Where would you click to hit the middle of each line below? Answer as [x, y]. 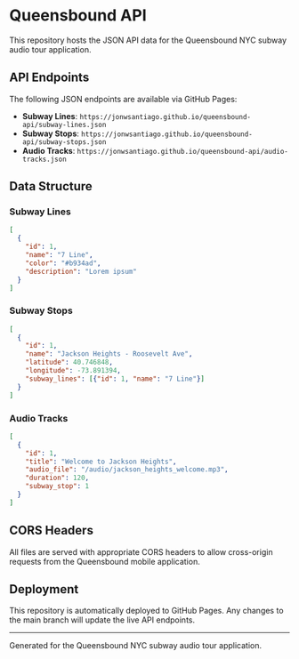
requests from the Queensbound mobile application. [105, 561]
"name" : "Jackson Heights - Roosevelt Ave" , [109, 354]
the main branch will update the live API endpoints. [102, 620]
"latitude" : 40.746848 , [69, 362]
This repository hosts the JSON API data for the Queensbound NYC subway [148, 40]
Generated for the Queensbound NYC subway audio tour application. [136, 646]
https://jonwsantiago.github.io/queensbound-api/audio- [183, 151]
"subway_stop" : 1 [57, 486]
